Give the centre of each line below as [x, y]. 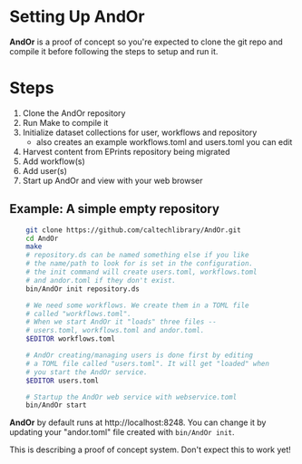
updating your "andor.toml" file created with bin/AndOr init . [122, 432]
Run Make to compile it [65, 122]
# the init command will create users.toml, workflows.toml [141, 272]
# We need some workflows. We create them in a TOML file [137, 305]
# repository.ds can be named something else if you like [137, 256]
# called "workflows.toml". [78, 314]
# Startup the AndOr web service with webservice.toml [132, 397]
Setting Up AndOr [77, 17]
